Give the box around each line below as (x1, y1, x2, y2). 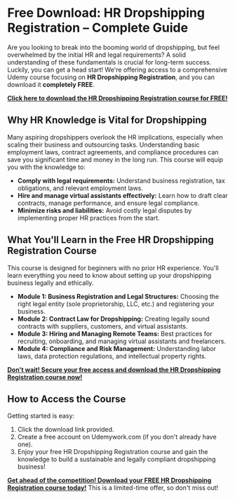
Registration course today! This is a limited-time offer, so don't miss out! (7, 484, 219, 492)
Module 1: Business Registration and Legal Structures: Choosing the (17, 292, 220, 300)
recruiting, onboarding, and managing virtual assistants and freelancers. (17, 337, 227, 345)
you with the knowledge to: (7, 163, 86, 171)
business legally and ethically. (7, 279, 94, 287)
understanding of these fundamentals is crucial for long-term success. (7, 58, 212, 66)
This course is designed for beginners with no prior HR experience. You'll (7, 263, 219, 272)
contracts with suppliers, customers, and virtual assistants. (17, 321, 188, 331)
